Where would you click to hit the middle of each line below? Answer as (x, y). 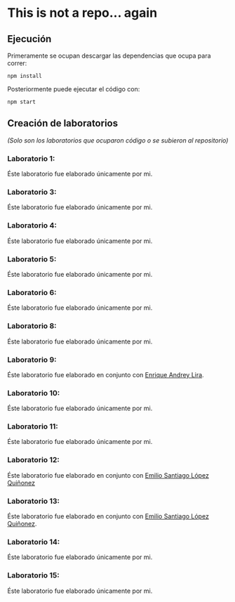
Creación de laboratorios (62, 123)
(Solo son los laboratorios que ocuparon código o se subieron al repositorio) (118, 140)
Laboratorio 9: (32, 360)
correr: (17, 63)
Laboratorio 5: (32, 259)
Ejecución (29, 39)
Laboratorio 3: (32, 192)
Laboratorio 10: (34, 393)
